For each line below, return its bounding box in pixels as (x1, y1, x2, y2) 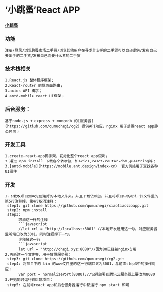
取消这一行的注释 (18, 217, 48, 222)
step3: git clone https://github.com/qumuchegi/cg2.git (7, 257, 125, 261)
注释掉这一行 (18, 237, 41, 242)
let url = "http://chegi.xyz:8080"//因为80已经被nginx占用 (18, 247, 137, 252)
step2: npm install (7, 208, 48, 213)
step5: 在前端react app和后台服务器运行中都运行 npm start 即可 (7, 283, 130, 288)
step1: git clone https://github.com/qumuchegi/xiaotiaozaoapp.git (7, 203, 149, 208)
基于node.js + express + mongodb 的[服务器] (5, 118, 94, 123)
